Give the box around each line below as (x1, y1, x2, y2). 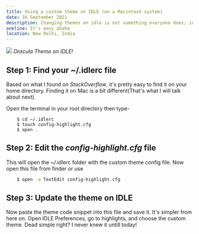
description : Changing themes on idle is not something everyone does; (6, 20, 187, 26)
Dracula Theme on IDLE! (13, 48, 73, 55)
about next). (6, 93, 36, 100)
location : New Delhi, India (6, 31, 76, 37)
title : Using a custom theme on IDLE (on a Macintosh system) (6, 8, 163, 15)
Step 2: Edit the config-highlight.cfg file (6, 143, 156, 153)
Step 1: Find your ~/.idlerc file (6, 65, 117, 75)
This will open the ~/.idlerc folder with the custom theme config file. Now (6, 159, 184, 166)
